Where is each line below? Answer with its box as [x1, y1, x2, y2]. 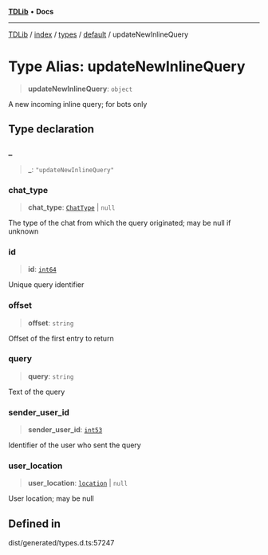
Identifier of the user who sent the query [8, 440, 141, 450]
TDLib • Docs [8, 7, 54, 16]
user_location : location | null [27, 478, 128, 488]
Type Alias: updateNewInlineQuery [8, 57, 246, 76]
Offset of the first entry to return [8, 333, 114, 343]
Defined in [8, 517, 61, 530]
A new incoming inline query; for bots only [8, 99, 148, 108]
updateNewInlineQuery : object [27, 84, 133, 93]
